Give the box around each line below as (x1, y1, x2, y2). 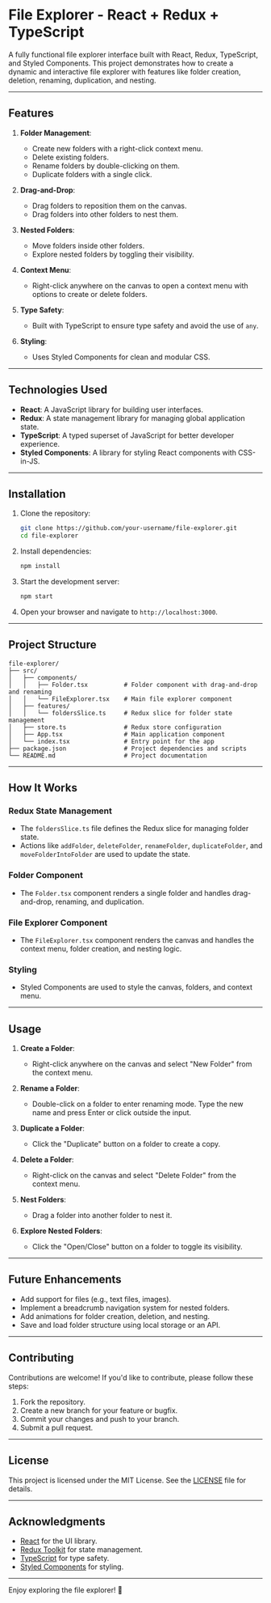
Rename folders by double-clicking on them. (31, 160, 180, 171)
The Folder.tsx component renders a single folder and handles (19, 888, 231, 897)
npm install (19, 562, 60, 570)
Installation (8, 487, 66, 501)
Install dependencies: (19, 546, 92, 556)
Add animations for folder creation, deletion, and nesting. (19, 1311, 211, 1321)
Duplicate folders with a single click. (31, 169, 152, 179)
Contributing (8, 1351, 74, 1365)
